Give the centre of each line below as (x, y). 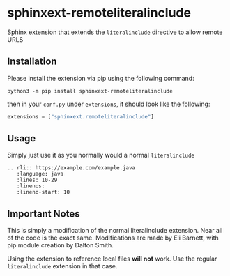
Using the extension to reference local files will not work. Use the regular (112, 259)
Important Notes (44, 214)
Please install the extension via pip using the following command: (101, 78)
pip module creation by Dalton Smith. (60, 245)
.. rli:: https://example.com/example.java (71, 168)
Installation (32, 62)
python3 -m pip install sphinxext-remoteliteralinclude (90, 91)
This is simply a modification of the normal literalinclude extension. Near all (115, 231)
